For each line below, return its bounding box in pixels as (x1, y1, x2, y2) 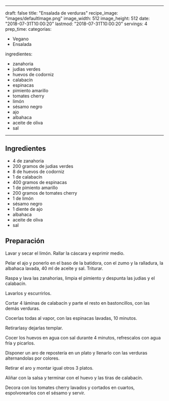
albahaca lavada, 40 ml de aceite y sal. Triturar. (5, 265, 103, 271)
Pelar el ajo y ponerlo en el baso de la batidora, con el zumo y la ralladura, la (5, 260, 163, 266)
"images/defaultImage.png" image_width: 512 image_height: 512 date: (5, 16, 150, 21)
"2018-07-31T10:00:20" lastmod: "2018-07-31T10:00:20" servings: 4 (5, 21, 147, 27)
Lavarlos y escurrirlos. (5, 290, 52, 296)
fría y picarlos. (5, 340, 35, 346)
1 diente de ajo (12, 206, 43, 212)
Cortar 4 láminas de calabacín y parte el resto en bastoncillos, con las (5, 300, 150, 306)
